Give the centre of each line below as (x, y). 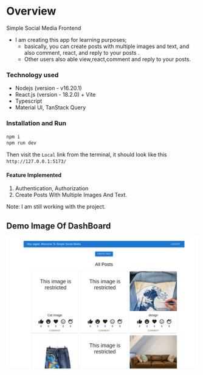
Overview (31, 11)
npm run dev (21, 143)
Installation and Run (36, 123)
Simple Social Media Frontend (44, 28)
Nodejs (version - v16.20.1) (48, 88)
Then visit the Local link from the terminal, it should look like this (87, 155)
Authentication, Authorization (52, 188)
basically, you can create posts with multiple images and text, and (107, 46)
